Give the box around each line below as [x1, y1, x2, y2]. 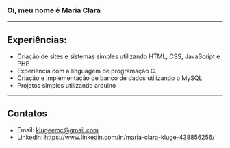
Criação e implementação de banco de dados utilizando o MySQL [16, 74, 203, 82]
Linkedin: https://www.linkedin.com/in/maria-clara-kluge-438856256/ [16, 133, 215, 141]
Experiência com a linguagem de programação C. [16, 67, 157, 75]
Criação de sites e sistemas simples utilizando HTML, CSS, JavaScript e [16, 52, 220, 60]
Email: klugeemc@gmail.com [16, 125, 99, 134]
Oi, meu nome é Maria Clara [7, 5, 101, 15]
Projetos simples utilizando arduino [16, 82, 116, 90]
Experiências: [7, 34, 67, 46]
